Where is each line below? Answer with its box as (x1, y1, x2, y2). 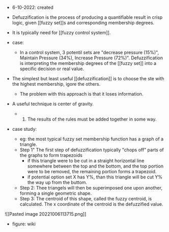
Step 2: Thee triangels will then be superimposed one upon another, (19, 185, 162, 191)
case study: (12, 126, 37, 132)
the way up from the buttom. (27, 179, 88, 185)
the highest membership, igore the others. (12, 81, 101, 87)
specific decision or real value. (19, 66, 84, 72)
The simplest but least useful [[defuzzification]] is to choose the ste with (12, 76, 164, 81)
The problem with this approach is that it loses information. (19, 91, 144, 97)
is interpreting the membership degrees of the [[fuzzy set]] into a (19, 60, 156, 66)
